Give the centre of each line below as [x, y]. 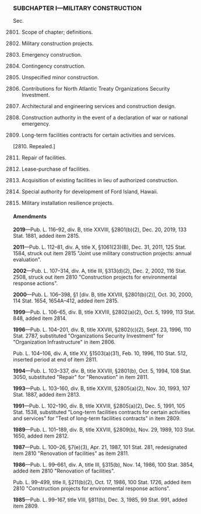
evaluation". [27, 259]
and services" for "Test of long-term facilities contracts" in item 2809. [97, 418]
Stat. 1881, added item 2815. [47, 235]
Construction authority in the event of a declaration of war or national [105, 117]
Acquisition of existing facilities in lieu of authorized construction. [100, 180]
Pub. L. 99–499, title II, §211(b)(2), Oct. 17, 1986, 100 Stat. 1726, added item [102, 482]
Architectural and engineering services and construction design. [98, 106]
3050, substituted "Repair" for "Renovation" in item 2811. [81, 377]
